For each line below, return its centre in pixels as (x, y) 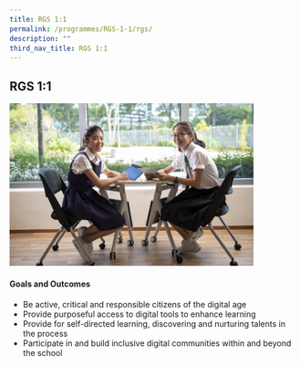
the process (45, 333)
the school (42, 352)
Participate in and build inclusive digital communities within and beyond (157, 343)
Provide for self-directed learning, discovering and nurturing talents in (154, 323)
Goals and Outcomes (50, 284)
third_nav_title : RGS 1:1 (58, 48)
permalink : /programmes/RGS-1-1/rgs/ (81, 29)
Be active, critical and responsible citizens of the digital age (134, 304)
